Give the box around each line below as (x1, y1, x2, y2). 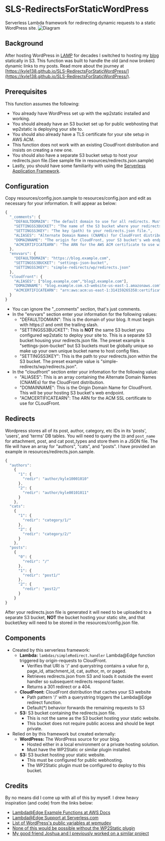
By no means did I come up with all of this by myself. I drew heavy (5, 795, 139, 801)
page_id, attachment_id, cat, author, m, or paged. (27, 668, 127, 674)
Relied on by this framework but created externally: (12, 731, 116, 736)
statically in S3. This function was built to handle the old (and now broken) (5, 58, 155, 64)
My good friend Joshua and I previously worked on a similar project (12, 831, 149, 837)
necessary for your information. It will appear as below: (5, 201, 117, 207)
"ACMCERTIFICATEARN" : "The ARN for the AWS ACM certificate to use (14, 242, 155, 247)
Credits (5, 781, 28, 790)
